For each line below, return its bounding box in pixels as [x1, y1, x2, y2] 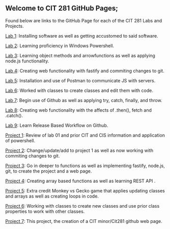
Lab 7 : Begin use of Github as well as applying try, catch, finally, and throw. [5, 97, 162, 103]
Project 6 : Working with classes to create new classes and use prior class [5, 203, 160, 209]
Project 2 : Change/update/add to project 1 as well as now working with [5, 147, 154, 153]
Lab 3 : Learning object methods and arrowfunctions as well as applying [5, 52, 155, 58]
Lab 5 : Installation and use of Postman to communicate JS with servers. [5, 77, 156, 83]
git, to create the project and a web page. [5, 168, 92, 174]
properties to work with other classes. [5, 208, 85, 214]
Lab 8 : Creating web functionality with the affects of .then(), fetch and [5, 107, 152, 113]
